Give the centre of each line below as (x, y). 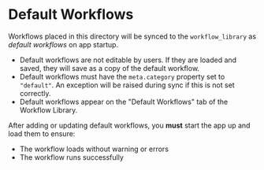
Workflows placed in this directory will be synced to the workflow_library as (132, 36)
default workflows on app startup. (63, 44)
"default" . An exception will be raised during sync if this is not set (127, 85)
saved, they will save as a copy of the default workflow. (109, 68)
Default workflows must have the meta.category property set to (122, 76)
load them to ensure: (42, 133)
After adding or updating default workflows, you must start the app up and (129, 125)
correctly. (35, 93)
